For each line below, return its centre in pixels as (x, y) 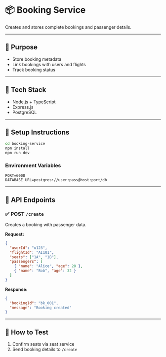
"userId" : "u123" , (29, 248)
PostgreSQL (24, 112)
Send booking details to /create (45, 350)
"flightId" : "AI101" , (32, 252)
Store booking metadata (37, 59)
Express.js (23, 107)
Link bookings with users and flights (49, 64)
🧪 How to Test (27, 332)
